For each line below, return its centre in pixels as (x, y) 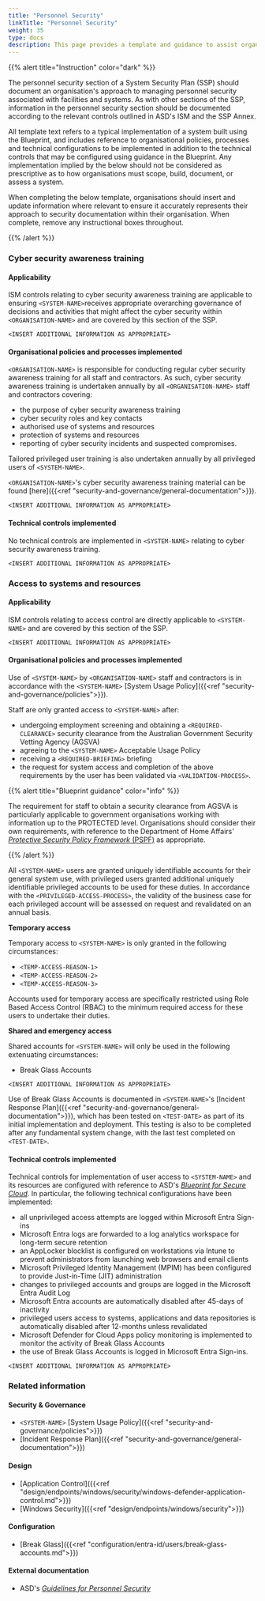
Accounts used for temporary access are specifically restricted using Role (129, 999)
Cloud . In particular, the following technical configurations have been (120, 1194)
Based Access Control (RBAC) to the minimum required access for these (126, 1007)
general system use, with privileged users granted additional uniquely (121, 878)
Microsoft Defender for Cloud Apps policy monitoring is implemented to (136, 1335)
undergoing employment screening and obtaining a (103, 725)
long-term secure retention (63, 1243)
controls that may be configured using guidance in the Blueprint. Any (120, 157)
